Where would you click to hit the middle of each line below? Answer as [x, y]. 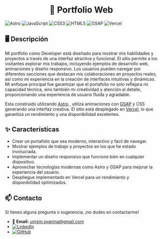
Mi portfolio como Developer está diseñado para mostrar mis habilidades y [79, 53]
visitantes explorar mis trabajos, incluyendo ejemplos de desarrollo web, [77, 64]
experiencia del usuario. [36, 172]
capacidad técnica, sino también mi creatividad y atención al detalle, [73, 89]
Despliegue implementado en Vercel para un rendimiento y [71, 177]
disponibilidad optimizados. [39, 182]
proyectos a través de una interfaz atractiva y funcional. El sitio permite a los [81, 58]
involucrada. [24, 151]
